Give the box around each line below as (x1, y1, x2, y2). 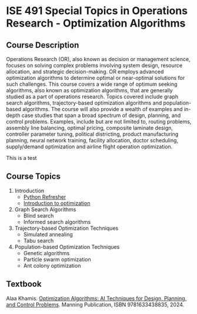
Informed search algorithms (23, 218, 91, 225)
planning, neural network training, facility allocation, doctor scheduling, (6, 137, 178, 143)
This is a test (6, 155, 37, 161)
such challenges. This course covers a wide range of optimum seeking (6, 81, 178, 88)
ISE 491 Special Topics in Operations (6, 4, 188, 18)
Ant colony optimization (23, 262, 81, 269)
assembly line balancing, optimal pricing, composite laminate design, (6, 125, 173, 131)
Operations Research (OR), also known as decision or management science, (6, 56, 191, 62)
